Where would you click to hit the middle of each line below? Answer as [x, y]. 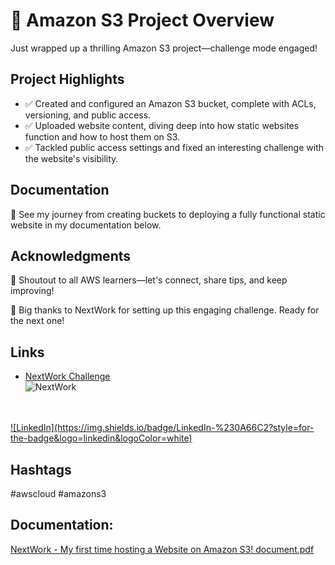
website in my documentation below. [86, 225]
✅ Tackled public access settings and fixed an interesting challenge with [174, 147]
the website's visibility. [71, 158]
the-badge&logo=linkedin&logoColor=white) [101, 438]
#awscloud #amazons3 [58, 493]
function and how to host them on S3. [102, 136]
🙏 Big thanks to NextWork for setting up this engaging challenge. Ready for [165, 310]
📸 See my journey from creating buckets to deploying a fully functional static [168, 214]
